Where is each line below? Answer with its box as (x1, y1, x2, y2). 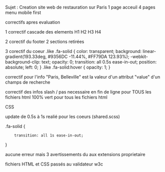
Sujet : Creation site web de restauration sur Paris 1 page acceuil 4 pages (5, 4, 156, 10)
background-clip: (5, 59, 41, 64)
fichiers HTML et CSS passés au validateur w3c (5, 161, 103, 167)
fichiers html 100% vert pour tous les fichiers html (5, 94, 108, 100)
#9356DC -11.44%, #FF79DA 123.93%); (47, 53, 130, 59)
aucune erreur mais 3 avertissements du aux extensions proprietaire (5, 151, 146, 157)
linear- (143, 48, 156, 54)
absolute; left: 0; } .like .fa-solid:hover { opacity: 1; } (5, 64, 111, 70)
